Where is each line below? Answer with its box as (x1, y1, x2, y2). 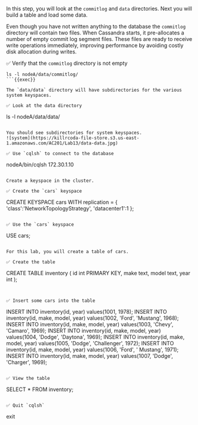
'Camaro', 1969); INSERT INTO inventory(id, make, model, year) (6, 327, 162, 334)
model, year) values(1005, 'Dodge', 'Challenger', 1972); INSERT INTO (6, 340, 174, 347)
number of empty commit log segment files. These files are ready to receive (6, 36, 193, 42)
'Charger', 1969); (6, 359, 48, 366)
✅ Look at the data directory (6, 103, 82, 109)
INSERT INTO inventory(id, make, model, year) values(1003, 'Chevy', (6, 321, 174, 328)
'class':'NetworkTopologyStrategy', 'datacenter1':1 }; (6, 205, 134, 212)
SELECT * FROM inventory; (6, 386, 74, 393)
